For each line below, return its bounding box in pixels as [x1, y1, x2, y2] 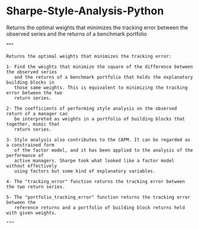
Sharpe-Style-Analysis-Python [6, 4, 164, 18]
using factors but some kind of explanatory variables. [14, 168, 156, 174]
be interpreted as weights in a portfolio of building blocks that [14, 116, 185, 122]
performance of [6, 152, 44, 159]
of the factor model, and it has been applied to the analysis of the [14, 147, 194, 153]
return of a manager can [6, 110, 68, 117]
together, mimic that [6, 121, 60, 127]
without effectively [6, 163, 58, 169]
